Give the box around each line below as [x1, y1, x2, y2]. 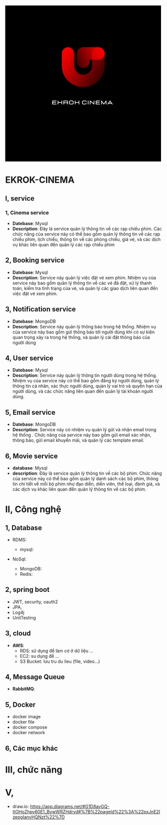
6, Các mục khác [5, 744, 58, 753]
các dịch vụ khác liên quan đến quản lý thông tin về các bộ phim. [12, 486, 147, 492]
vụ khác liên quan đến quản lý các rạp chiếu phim [12, 242, 115, 248]
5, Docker [5, 700, 36, 709]
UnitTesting [12, 614, 36, 620]
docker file [12, 719, 35, 725]
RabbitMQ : [12, 686, 35, 692]
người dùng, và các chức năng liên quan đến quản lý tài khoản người [12, 388, 153, 394]
